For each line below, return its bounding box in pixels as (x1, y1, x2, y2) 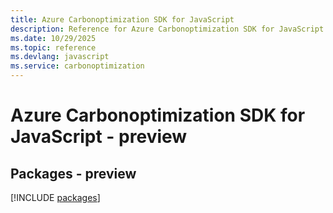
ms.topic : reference (10, 42, 97, 53)
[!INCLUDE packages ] (10, 192, 101, 203)
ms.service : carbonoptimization (10, 61, 145, 71)
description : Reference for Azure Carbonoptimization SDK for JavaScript (10, 24, 325, 34)
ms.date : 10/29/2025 (10, 33, 97, 43)
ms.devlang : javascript (10, 52, 110, 62)
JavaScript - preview (10, 126, 188, 148)
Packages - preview (10, 165, 137, 182)
